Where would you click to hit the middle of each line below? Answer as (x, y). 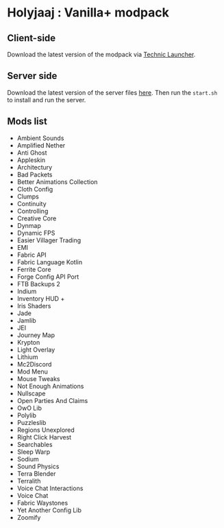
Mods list (27, 122)
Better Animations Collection (57, 182)
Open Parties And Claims (52, 400)
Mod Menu (32, 371)
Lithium (27, 357)
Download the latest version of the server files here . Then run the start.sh (112, 92)
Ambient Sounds (40, 138)
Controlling (33, 211)
